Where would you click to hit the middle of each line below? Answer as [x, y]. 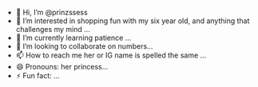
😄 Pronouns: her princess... [62, 67]
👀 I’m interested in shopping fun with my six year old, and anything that [133, 21]
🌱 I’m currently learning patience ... [73, 38]
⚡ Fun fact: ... [38, 75]
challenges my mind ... [53, 29]
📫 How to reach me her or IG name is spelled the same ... [111, 55]
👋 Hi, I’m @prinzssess [52, 12]
